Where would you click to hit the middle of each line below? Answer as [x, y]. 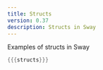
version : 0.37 [28, 21]
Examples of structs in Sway [48, 47]
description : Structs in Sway [52, 27]
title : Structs [30, 14]
